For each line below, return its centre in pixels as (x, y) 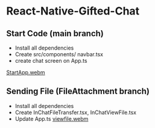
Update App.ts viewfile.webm (52, 118)
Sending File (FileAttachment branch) (78, 91)
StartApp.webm (26, 72)
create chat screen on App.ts (51, 61)
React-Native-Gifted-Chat (73, 11)
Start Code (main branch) (55, 34)
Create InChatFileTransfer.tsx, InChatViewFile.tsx (76, 112)
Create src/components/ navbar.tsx (59, 54)
